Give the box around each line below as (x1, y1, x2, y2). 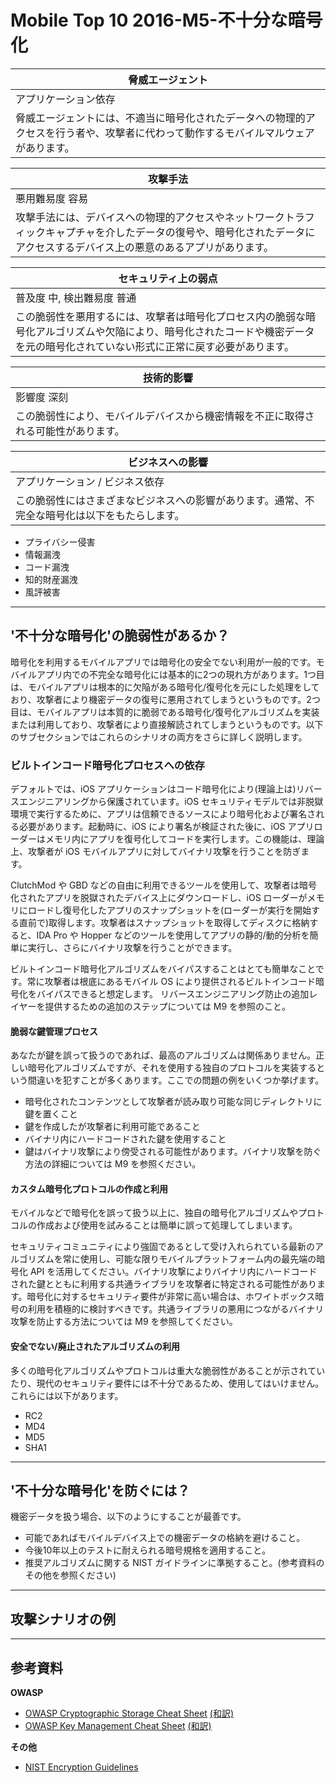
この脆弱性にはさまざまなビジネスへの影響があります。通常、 (15, 493, 305, 507)
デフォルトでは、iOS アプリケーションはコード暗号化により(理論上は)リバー (10, 783, 323, 795)
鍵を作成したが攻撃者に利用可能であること (24, 1121, 201, 1133)
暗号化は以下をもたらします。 (45, 508, 185, 522)
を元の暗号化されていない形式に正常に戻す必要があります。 (15, 339, 295, 353)
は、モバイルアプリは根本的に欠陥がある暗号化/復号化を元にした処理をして (10, 681, 320, 693)
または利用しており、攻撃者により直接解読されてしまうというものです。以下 (10, 718, 324, 730)
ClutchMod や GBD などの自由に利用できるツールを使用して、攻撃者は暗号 (10, 879, 318, 891)
